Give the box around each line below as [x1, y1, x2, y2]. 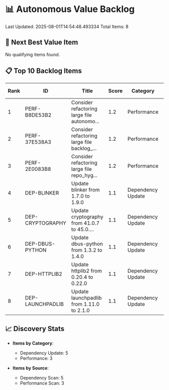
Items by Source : [12, 365, 49, 371]
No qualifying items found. [5, 51, 60, 57]
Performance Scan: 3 [20, 380, 64, 386]
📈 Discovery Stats [5, 324, 64, 333]
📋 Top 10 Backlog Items [5, 67, 82, 75]
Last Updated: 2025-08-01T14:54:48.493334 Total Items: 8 [5, 23, 129, 30]
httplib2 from [71, 267, 102, 274]
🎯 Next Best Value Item [5, 38, 78, 47]
